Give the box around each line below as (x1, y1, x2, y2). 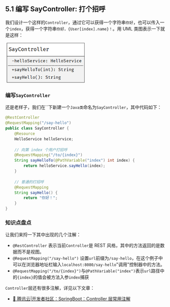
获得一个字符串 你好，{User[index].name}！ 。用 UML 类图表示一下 (25, 25, 161, 32)
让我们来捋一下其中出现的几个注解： (5, 232, 81, 238)
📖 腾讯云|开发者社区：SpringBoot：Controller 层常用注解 (12, 296, 131, 302)
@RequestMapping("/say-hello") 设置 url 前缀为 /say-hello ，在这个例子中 (12, 255, 163, 261)
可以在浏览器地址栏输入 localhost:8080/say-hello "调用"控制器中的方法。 (12, 261, 165, 268)
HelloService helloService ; (14, 136, 74, 141)
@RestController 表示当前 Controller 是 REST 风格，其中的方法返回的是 (12, 242, 160, 249)
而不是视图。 (17, 249, 44, 255)
